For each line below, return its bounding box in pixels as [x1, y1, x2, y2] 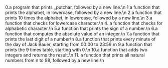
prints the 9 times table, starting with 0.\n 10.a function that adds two [5, 47, 148, 52]
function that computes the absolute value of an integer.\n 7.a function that [5, 31, 159, 36]
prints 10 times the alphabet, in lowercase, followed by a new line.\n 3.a [5, 15, 153, 20]
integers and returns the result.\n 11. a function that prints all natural [5, 52, 145, 58]
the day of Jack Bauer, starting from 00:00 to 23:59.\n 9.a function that [5, 41, 152, 47]
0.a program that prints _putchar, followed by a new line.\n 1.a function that [5, 4, 160, 10]
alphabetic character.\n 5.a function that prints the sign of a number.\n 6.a [5, 25, 158, 31]
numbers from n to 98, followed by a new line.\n [5, 57, 104, 63]
